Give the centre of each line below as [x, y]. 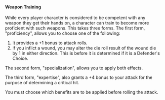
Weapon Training [23, 7]
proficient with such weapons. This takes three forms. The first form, [75, 28]
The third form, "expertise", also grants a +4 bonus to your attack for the [79, 77]
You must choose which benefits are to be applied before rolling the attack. [82, 92]
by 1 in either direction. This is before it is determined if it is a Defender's [86, 53]
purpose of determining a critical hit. [42, 83]
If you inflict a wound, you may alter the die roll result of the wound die [84, 48]
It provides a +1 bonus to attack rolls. [50, 43]
